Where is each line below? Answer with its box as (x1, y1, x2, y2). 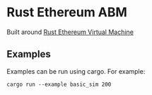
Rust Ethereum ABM (6, 4, 128, 21)
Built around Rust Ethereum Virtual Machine (6, 28, 134, 36)
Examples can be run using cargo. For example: (6, 67, 146, 75)
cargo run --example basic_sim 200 (6, 81, 112, 88)
